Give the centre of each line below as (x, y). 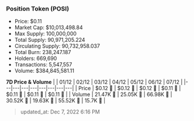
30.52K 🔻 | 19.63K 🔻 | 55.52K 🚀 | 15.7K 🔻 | (56, 101)
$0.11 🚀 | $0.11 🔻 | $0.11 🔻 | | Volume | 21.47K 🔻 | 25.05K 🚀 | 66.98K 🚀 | (89, 94)
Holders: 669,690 (36, 58)
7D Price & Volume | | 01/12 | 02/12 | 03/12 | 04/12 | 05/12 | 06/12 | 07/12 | (94, 82)
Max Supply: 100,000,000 (46, 34)
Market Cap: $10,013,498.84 (49, 27)
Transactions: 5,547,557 (43, 65)
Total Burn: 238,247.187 (43, 52)
